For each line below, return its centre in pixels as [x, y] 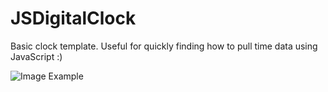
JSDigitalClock [73, 18]
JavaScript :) [36, 56]
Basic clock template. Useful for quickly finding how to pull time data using [164, 46]
